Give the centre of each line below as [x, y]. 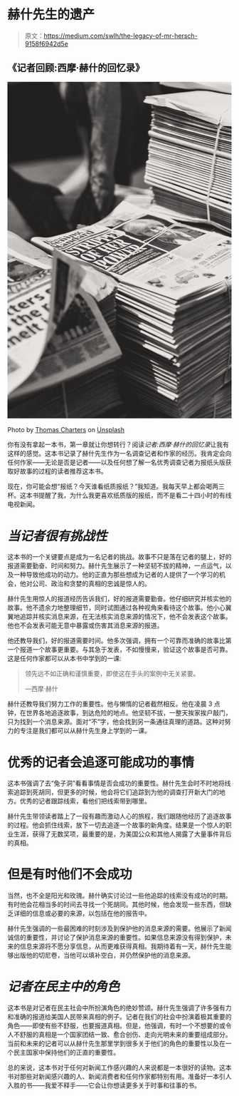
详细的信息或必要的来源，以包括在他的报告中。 [82, 913]
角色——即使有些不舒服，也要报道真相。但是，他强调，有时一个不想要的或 [116, 1026]
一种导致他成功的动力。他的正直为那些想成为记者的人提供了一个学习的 [116, 575]
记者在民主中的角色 [64, 987]
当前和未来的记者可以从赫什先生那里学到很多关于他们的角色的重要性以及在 [116, 1044]
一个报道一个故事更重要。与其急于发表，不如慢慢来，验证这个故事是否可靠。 [119, 650]
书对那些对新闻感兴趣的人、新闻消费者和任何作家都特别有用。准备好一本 [113, 1077]
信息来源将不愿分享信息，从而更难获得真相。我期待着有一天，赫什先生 [122, 946]
